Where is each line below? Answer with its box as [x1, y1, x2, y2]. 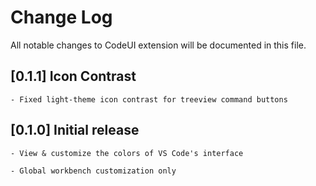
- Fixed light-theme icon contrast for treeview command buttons [10, 94, 288, 105]
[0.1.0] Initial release [10, 122, 140, 139]
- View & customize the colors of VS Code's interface [10, 148, 244, 158]
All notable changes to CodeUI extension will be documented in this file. [10, 39, 307, 51]
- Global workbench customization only [10, 166, 177, 176]
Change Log [10, 6, 113, 29]
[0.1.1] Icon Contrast [10, 68, 137, 85]
